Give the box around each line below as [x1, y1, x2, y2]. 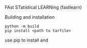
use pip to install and [5, 37, 49, 43]
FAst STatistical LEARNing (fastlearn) [5, 5, 82, 10]
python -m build [5, 24, 39, 29]
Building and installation [5, 14, 55, 20]
